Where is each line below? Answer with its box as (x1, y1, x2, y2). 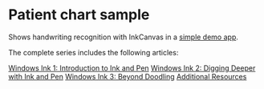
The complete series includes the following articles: (8, 47, 179, 57)
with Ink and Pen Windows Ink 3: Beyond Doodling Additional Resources (8, 71, 247, 81)
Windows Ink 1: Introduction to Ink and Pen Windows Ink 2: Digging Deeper (8, 63, 256, 73)
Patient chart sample (8, 6, 150, 24)
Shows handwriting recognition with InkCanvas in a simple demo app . (8, 32, 239, 42)
